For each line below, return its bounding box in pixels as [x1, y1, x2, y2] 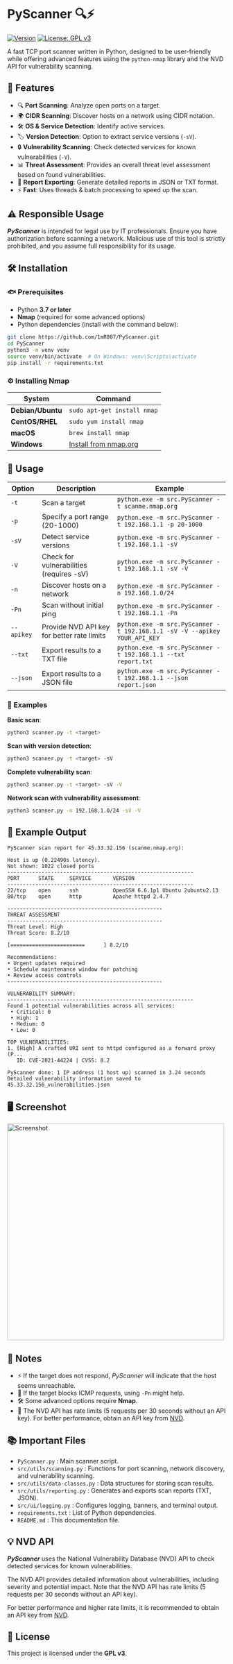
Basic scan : [7, 716, 42, 724]
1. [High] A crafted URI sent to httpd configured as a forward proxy [7, 1045, 216, 1052]
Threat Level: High [7, 924, 64, 931]
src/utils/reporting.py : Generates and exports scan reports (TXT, [17, 1486, 212, 1495]
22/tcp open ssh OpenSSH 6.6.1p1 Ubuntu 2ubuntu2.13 [7, 887, 218, 894]
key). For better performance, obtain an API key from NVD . [17, 1413, 185, 1422]
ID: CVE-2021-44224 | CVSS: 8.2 [16, 1057, 110, 1064]
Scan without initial [41, 600, 104, 610]
